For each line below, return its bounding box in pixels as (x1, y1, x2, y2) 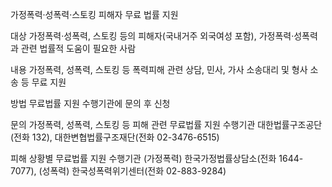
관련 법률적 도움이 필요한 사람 (20, 43, 137, 54)
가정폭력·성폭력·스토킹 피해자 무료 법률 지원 (10, 9, 179, 20)
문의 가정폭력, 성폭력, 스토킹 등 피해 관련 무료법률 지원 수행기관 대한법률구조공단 (10, 119, 323, 130)
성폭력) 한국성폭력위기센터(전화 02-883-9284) (41, 165, 227, 177)
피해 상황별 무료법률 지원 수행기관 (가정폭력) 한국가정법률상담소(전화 (10, 153, 277, 164)
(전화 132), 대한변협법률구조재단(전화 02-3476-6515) (10, 131, 220, 143)
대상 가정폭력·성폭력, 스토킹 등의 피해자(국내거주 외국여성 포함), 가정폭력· (10, 30, 295, 42)
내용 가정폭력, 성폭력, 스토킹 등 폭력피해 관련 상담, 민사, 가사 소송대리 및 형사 (10, 64, 308, 75)
